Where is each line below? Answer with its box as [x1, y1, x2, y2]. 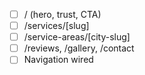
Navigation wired [23, 54, 94, 66]
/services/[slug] [23, 20, 90, 32]
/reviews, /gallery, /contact [23, 42, 135, 54]
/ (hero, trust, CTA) [23, 9, 102, 20]
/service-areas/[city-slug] [23, 31, 131, 43]
